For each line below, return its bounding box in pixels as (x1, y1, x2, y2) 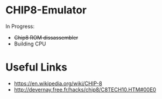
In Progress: (5, 23, 35, 30)
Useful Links (5, 61, 68, 74)
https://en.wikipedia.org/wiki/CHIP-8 (13, 80, 103, 87)
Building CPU (13, 40, 46, 47)
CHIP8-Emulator (5, 3, 87, 17)
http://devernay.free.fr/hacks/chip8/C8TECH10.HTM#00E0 (13, 86, 156, 93)
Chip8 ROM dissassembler (13, 34, 78, 41)
